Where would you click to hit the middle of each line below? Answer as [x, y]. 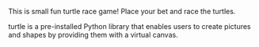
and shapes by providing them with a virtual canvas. [93, 35]
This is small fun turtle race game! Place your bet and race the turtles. [122, 11]
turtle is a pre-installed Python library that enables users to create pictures [129, 26]
